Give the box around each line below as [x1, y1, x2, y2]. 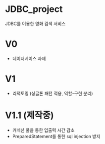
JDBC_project [5, 3, 63, 15]
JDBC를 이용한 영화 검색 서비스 [5, 20, 66, 26]
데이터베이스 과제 [12, 55, 46, 61]
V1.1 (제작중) [5, 110, 54, 121]
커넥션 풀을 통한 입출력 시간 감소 [12, 127, 75, 133]
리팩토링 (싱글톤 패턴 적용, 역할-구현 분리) [12, 90, 93, 96]
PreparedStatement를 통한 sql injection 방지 [12, 133, 101, 139]
